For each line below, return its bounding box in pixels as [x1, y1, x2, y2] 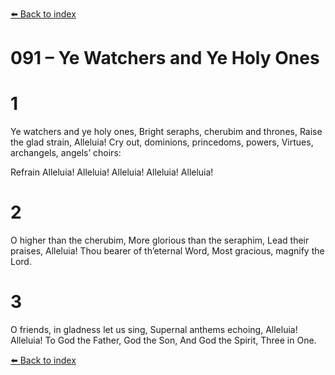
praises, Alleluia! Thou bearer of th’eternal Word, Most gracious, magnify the [10, 245, 325, 257]
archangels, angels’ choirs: [10, 147, 122, 159]
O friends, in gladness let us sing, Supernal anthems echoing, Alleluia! [10, 324, 298, 335]
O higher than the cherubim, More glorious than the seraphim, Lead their [10, 234, 310, 247]
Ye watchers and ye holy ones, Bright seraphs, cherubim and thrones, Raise [10, 126, 323, 138]
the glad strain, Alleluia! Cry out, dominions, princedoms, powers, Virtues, [10, 136, 314, 148]
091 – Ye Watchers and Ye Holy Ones [10, 47, 320, 70]
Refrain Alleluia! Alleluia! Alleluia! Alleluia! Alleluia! [10, 166, 214, 178]
